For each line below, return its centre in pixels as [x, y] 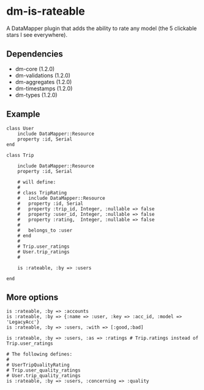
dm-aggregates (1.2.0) [43, 82]
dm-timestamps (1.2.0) [44, 88]
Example [23, 114]
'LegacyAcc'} [23, 322]
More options [32, 297]
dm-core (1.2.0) [35, 69]
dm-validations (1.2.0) [43, 75]
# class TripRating [42, 193]
